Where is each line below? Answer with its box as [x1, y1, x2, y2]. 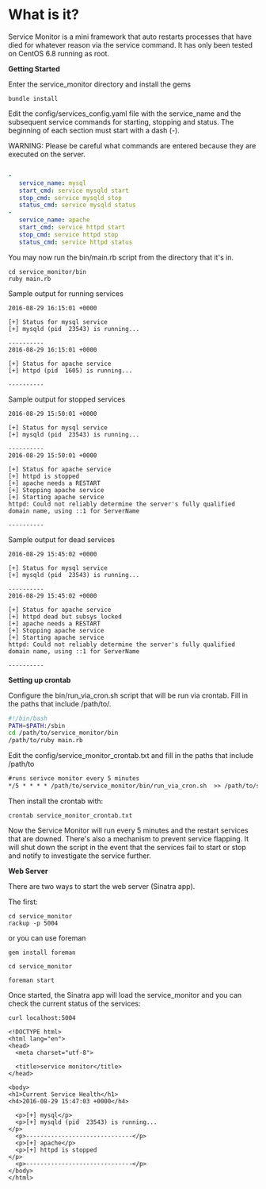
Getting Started [8, 63, 61, 73]
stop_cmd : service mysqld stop [18, 194, 123, 202]
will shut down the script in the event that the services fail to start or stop [8, 842, 247, 852]
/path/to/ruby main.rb [8, 737, 83, 745]
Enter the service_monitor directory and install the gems [8, 79, 192, 89]
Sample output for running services [8, 288, 124, 298]
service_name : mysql [18, 179, 87, 187]
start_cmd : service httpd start [18, 224, 126, 232]
